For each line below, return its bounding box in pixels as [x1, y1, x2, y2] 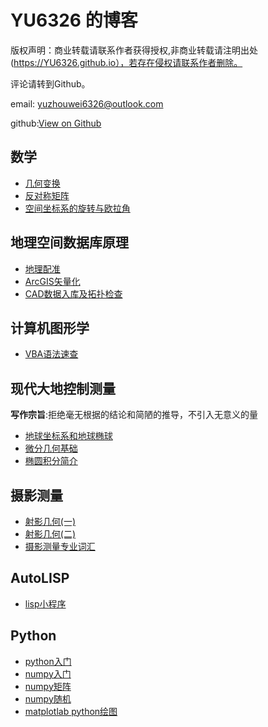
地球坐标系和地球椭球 [24, 430, 113, 442]
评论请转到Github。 [10, 77, 91, 90]
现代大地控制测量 [10, 380, 116, 397]
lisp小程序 [24, 597, 67, 610]
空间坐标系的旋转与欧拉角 [24, 202, 131, 214]
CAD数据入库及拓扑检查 [24, 287, 123, 300]
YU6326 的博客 [10, 9, 138, 32]
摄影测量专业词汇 [24, 541, 96, 552]
